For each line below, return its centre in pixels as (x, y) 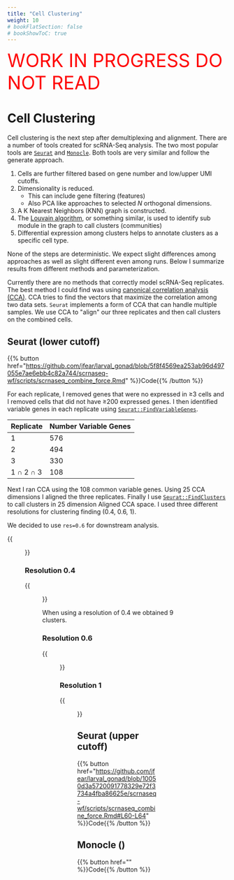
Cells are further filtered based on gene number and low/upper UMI (115, 174)
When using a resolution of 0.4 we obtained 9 (108, 613)
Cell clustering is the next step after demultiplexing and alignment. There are (117, 138)
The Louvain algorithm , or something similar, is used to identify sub (114, 218)
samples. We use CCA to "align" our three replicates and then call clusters (114, 312)
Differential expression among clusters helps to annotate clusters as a (118, 233)
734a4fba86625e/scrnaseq (117, 793)
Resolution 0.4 (50, 570)
